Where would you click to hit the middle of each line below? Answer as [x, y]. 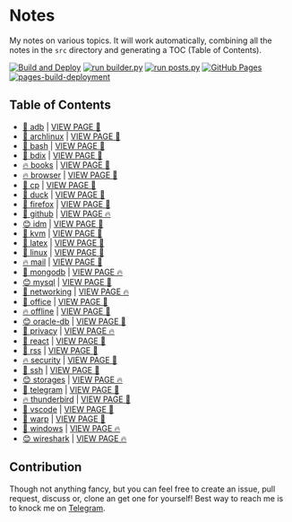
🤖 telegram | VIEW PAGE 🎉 [71, 389]
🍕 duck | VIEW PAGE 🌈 [64, 195]
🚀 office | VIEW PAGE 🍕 [65, 301]
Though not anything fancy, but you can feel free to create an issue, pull [142, 489]
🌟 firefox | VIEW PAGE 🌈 [66, 204]
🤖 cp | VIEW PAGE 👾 [59, 185]
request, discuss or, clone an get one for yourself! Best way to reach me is [146, 498]
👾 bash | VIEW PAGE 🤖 [64, 145]
